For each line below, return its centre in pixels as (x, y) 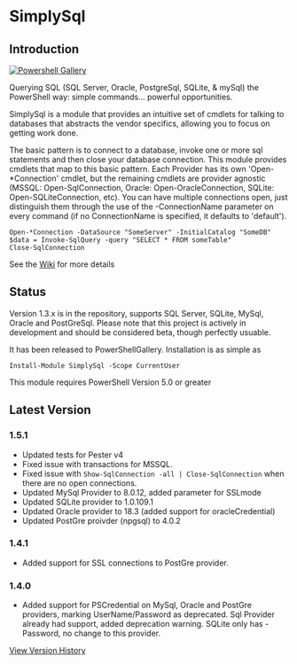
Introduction (44, 49)
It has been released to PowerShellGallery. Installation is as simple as (135, 349)
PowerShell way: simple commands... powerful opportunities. (121, 97)
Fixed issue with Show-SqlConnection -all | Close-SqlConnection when (153, 473)
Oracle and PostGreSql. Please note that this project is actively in (128, 323)
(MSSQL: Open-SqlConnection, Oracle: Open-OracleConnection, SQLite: (142, 187)
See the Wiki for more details (62, 264)
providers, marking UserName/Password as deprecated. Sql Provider (148, 614)
